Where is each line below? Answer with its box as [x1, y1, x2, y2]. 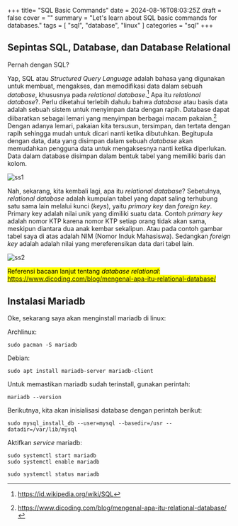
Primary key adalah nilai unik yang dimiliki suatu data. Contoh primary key [7, 209, 223, 218]
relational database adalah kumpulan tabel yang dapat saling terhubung [7, 194, 218, 203]
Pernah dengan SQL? [7, 60, 69, 69]
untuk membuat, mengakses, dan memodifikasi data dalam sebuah [7, 82, 203, 90]
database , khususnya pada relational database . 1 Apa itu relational [7, 89, 201, 99]
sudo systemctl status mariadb [7, 471, 100, 478]
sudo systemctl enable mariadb [7, 458, 100, 465]
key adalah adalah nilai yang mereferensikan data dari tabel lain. [7, 240, 195, 248]
